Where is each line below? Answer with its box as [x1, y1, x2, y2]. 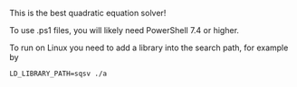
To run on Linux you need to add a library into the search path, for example [9, 42, 289, 53]
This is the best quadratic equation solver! [9, 8, 167, 18]
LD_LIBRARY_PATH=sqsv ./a [9, 69, 107, 78]
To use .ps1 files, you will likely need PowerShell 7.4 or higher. [9, 25, 240, 35]
